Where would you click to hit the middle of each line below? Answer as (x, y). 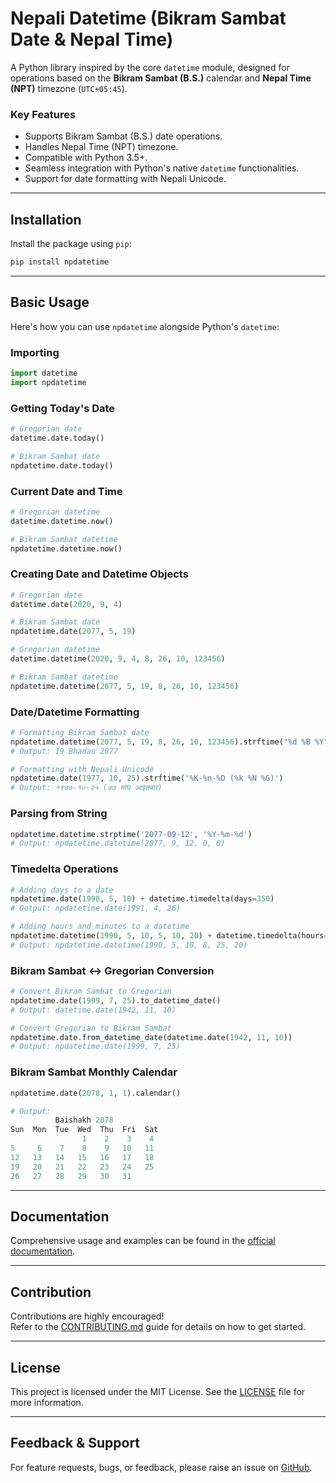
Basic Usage (50, 302)
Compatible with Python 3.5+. (86, 158)
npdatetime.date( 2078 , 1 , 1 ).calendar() (96, 1093)
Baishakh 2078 (84, 1120)
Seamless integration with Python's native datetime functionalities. (162, 168)
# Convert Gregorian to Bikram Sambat (91, 1028)
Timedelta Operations (64, 869)
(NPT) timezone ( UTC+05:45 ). (69, 88)
